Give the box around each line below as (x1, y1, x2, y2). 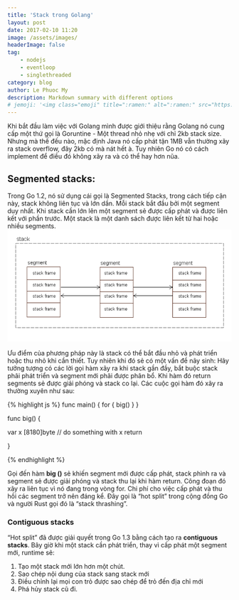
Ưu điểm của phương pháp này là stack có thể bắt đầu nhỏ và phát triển (7, 348, 218, 357)
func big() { (7, 414, 41, 422)
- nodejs (20, 57, 46, 64)
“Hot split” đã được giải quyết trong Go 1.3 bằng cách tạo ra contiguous (7, 533, 218, 542)
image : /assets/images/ (7, 34, 78, 41)
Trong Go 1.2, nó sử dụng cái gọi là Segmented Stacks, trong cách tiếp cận (7, 191, 227, 200)
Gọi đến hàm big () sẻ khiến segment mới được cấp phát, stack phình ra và (7, 469, 226, 478)
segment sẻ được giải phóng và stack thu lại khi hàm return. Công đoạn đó (7, 476, 226, 485)
